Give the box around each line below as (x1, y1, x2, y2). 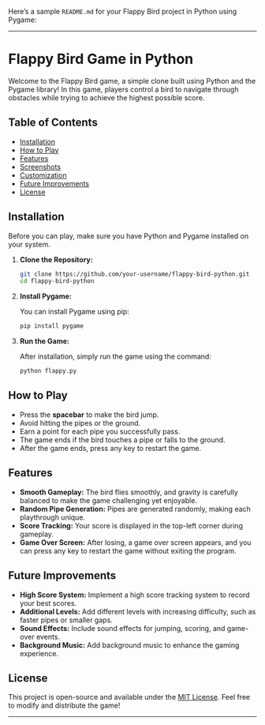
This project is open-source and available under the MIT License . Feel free (8, 693, 251, 702)
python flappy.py (19, 367, 77, 375)
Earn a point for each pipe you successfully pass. (19, 426, 181, 436)
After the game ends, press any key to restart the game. (19, 443, 202, 453)
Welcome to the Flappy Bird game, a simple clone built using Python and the (8, 76, 256, 85)
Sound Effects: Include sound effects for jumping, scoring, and (19, 623, 226, 633)
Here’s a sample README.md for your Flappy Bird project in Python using (8, 7, 237, 16)
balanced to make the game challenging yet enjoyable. (19, 495, 197, 505)
